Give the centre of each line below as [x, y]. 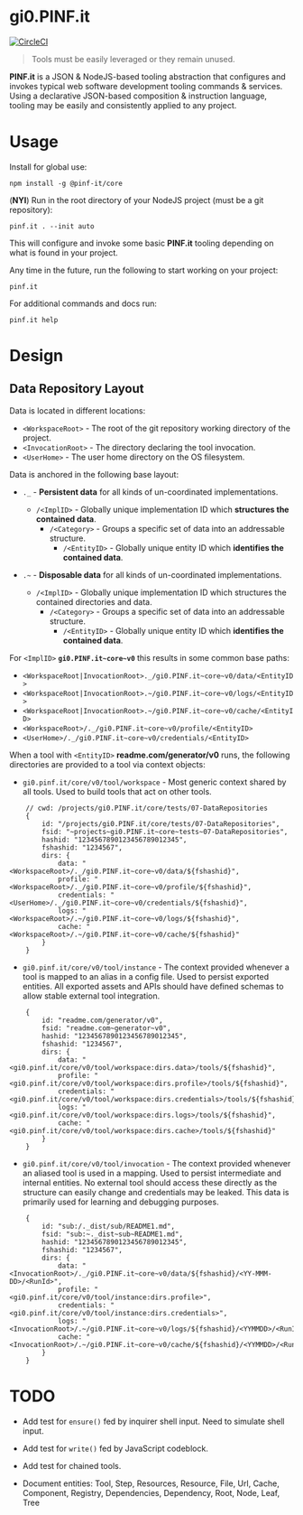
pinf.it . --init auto [52, 226]
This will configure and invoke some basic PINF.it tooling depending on [142, 243]
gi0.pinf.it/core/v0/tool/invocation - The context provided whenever [156, 1163]
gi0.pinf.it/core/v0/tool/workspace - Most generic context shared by [154, 782]
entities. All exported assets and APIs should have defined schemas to [153, 986]
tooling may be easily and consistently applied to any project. [123, 105]
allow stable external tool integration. [91, 996]
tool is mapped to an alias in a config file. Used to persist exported [146, 976]
